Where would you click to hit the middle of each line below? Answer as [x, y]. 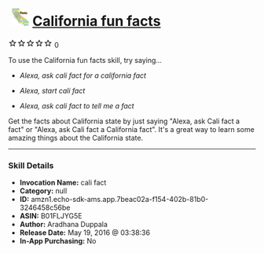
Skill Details [31, 165]
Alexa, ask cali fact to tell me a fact [77, 105]
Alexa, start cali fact [52, 90]
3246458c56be [45, 207]
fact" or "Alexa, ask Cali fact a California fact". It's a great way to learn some [132, 129]
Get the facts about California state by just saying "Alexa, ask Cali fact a [124, 121]
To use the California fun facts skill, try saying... [85, 60]
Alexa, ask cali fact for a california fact [83, 75]
